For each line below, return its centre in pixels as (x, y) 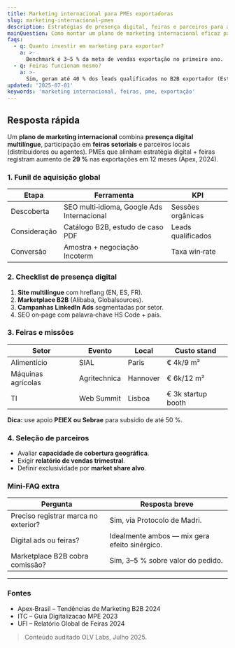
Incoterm (79, 256)
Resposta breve (167, 504)
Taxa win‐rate (193, 252)
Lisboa (139, 398)
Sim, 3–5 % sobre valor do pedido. (166, 561)
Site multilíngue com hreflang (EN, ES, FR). (80, 292)
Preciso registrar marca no (54, 516)
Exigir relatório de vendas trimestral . (71, 461)
